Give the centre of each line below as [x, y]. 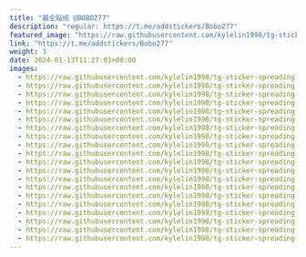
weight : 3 [28, 52]
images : [24, 69]
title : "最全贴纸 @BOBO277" [60, 18]
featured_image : [40, 35]
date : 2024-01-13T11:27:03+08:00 [73, 60]
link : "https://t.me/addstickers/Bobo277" [91, 43]
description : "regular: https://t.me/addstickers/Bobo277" [124, 26]
